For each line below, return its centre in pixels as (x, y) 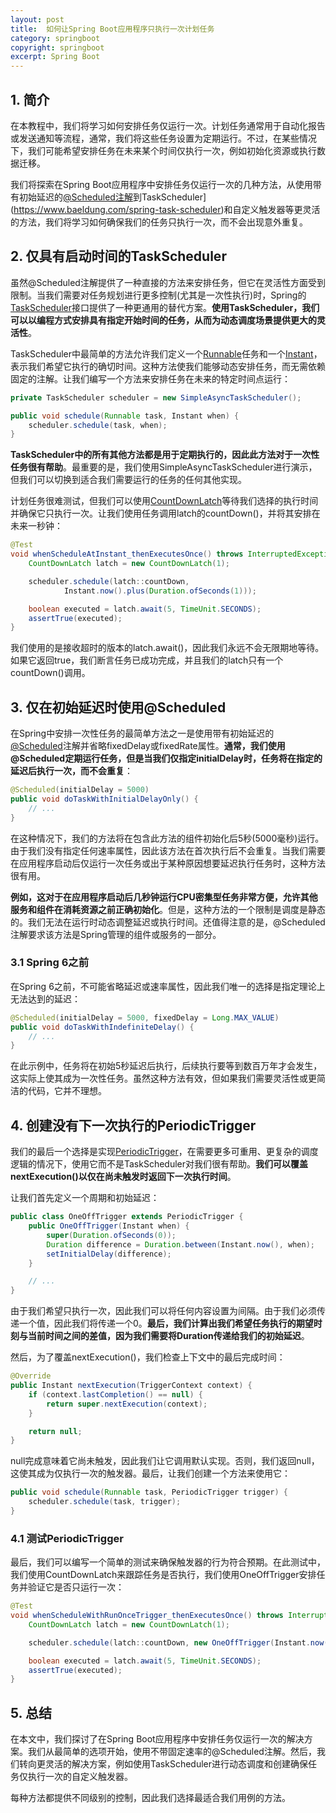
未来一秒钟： (36, 526)
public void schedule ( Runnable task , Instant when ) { (125, 416)
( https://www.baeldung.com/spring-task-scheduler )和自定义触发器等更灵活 (165, 209)
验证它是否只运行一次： (76, 1587)
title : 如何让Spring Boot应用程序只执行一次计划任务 (112, 29)
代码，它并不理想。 (67, 1091)
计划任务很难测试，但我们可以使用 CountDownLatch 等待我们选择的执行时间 (164, 501)
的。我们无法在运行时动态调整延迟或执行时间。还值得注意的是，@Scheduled (168, 922)
